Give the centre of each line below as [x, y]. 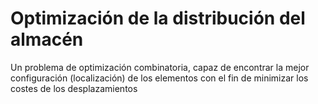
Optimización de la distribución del [158, 18]
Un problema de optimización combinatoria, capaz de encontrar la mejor [160, 67]
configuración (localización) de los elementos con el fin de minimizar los [159, 78]
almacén [47, 39]
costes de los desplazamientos [74, 88]
